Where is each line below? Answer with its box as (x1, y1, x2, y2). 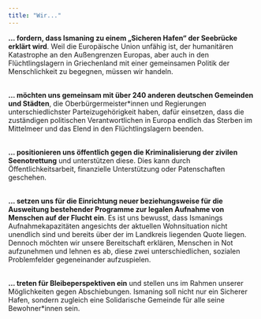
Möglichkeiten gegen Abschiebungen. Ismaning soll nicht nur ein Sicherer (8, 287, 248, 296)
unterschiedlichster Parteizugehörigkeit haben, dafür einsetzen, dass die (8, 107, 244, 117)
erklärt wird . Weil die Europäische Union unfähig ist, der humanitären (8, 41, 234, 51)
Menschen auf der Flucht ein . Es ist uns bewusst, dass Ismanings (8, 213, 223, 222)
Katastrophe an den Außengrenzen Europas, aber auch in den (8, 50, 209, 59)
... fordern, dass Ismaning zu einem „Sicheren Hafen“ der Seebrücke (8, 33, 238, 43)
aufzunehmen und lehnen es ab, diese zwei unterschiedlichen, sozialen (8, 246, 240, 256)
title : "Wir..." (8, 11, 62, 20)
